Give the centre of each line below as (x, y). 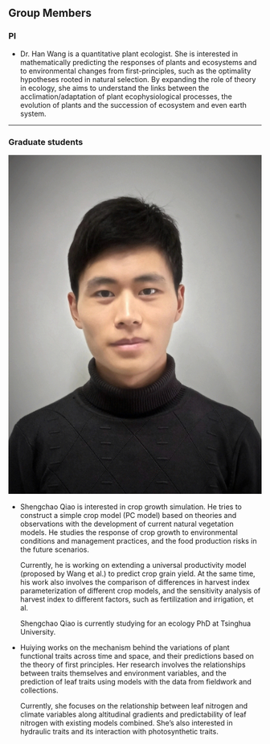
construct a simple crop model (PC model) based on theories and (128, 516)
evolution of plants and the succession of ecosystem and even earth (133, 105)
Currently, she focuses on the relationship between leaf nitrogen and (134, 706)
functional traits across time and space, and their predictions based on (137, 656)
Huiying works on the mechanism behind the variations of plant (125, 647)
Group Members (50, 13)
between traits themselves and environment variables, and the (123, 673)
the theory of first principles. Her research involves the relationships (133, 665)
